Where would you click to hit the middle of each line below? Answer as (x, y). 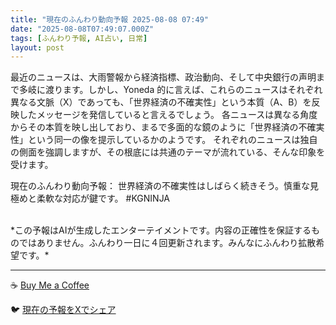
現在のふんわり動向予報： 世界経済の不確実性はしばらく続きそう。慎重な (160, 186)
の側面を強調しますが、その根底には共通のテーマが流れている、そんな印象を (168, 152)
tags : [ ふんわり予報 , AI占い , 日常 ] (79, 38)
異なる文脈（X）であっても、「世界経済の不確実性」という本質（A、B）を (161, 102)
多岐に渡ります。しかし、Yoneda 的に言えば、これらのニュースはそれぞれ (170, 90)
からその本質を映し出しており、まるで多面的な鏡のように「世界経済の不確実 (167, 127)
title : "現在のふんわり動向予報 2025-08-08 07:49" (109, 19)
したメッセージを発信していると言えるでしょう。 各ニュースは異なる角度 (168, 115)
